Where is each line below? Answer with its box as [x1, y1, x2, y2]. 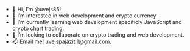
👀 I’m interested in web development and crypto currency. [12, 12, 158, 19]
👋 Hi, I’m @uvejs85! [12, 6, 62, 13]
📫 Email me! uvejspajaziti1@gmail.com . [12, 38, 111, 45]
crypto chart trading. [12, 25, 65, 32]
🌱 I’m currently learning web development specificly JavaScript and [12, 19, 182, 25]
